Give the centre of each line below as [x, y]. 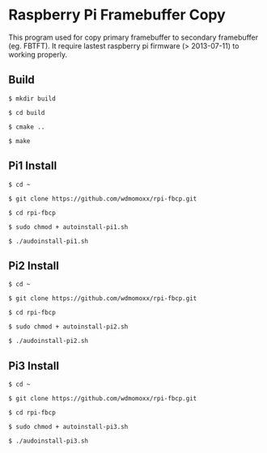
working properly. [38, 54]
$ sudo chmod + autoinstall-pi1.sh [68, 227]
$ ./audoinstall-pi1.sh [49, 241]
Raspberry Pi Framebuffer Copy [117, 15]
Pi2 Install [34, 266]
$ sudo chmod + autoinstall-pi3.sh [68, 427]
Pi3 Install [34, 366]
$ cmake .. [27, 127]
